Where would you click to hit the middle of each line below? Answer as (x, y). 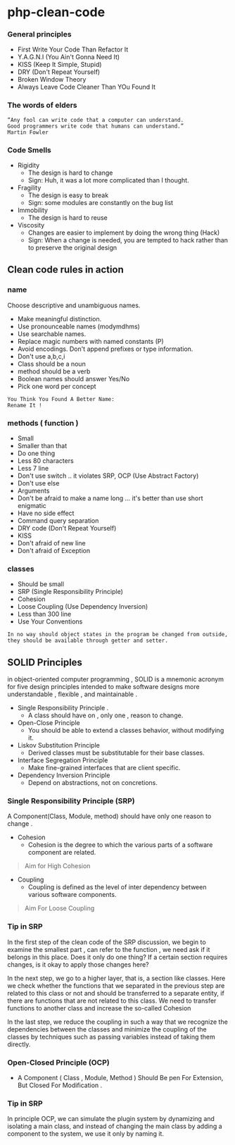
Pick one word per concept (57, 386)
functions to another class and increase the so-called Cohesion (99, 1008)
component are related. (62, 853)
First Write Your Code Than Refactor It (73, 49)
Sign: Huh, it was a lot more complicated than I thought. (108, 180)
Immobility (32, 210)
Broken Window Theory (52, 80)
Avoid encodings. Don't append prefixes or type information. (105, 349)
